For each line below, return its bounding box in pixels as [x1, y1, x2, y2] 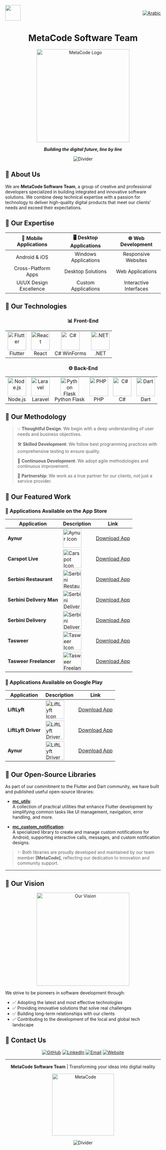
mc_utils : [12, 798, 32, 804]
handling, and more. [12, 814, 53, 820]
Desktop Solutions [64, 268, 107, 275]
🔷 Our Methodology [5, 412, 67, 421]
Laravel [32, 396, 49, 403]
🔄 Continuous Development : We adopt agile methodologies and [17, 458, 149, 464]
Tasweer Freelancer [7, 658, 56, 665]
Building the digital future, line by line [43, 146, 123, 152]
